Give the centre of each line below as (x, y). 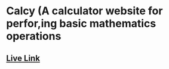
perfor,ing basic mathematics (81, 23)
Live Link (23, 58)
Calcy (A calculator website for (84, 11)
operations (34, 36)
